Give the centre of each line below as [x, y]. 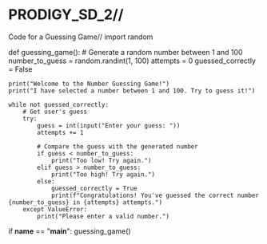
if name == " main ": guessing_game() [70, 231]
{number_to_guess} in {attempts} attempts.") [85, 202]
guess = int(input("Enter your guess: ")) [109, 125]
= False [20, 69]
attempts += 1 [60, 132]
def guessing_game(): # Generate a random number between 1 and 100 [126, 52]
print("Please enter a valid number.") [104, 216]
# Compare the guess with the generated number [118, 146]
